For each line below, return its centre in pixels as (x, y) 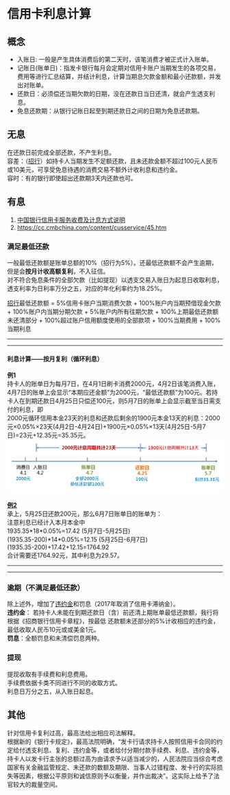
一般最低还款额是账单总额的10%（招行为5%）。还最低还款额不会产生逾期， (112, 262)
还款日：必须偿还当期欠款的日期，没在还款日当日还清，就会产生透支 (113, 94)
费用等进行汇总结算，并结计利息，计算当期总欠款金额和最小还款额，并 (116, 77)
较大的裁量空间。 (37, 784)
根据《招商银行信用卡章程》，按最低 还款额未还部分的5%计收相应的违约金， (113, 621)
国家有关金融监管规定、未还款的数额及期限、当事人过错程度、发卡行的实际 (112, 767)
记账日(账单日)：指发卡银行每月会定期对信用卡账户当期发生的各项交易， (118, 68)
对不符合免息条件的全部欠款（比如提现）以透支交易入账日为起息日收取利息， (115, 279)
